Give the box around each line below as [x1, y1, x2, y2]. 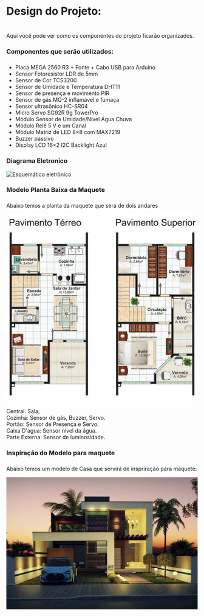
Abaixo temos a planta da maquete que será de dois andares [6, 202, 158, 210]
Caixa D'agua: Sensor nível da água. [6, 427, 97, 434]
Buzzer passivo [15, 135, 54, 143]
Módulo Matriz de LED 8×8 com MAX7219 [15, 129, 120, 136]
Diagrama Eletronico [6, 157, 68, 165]
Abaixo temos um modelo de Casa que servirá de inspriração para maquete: [6, 465, 197, 472]
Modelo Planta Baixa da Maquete [6, 186, 105, 194]
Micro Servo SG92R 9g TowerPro [15, 109, 98, 116]
